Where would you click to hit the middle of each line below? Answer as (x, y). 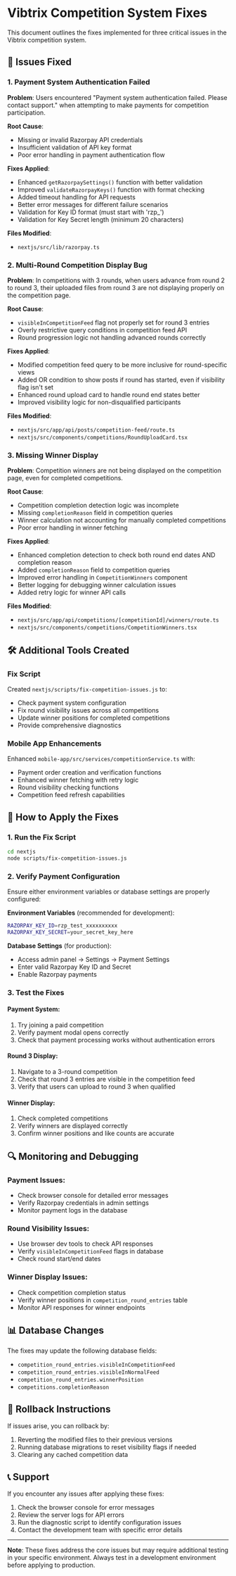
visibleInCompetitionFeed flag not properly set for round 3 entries (113, 323)
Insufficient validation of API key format (74, 147)
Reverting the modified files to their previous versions (95, 1440)
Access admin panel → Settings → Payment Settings (93, 959)
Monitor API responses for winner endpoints (81, 1307)
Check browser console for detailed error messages (93, 1195)
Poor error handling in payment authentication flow (91, 155)
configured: (24, 899)
